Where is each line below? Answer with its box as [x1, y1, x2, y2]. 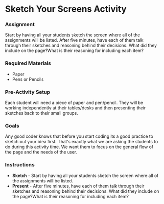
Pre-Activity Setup [5, 88, 50, 95]
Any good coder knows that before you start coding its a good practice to [5, 133, 153, 139]
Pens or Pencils [12, 76, 44, 82]
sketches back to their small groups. [5, 110, 78, 116]
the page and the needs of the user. [5, 149, 77, 155]
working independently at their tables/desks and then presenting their [5, 105, 146, 111]
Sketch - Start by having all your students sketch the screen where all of [12, 173, 159, 178]
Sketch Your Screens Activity [5, 3, 127, 15]
